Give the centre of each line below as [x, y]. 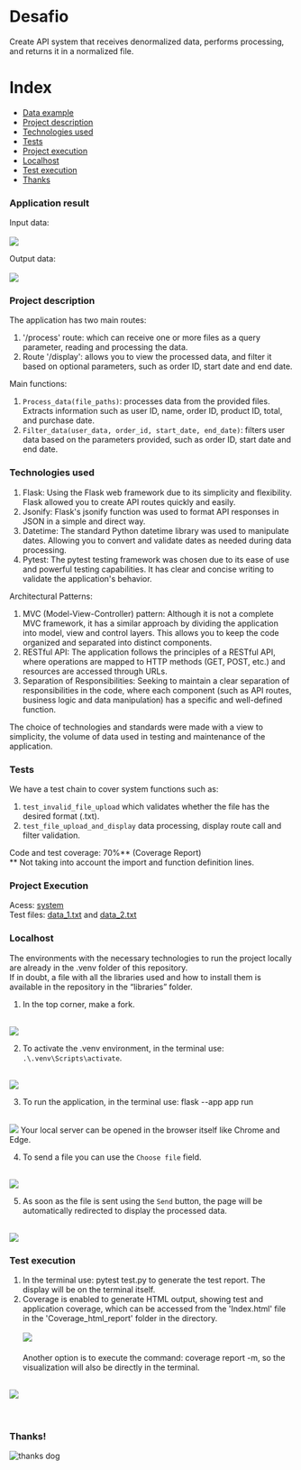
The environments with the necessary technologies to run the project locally [151, 958]
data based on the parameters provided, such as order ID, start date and [156, 440]
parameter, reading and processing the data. [105, 347]
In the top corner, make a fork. [78, 1004]
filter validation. [51, 835]
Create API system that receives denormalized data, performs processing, [147, 41]
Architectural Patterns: [51, 596]
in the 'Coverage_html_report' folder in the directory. [120, 1318]
